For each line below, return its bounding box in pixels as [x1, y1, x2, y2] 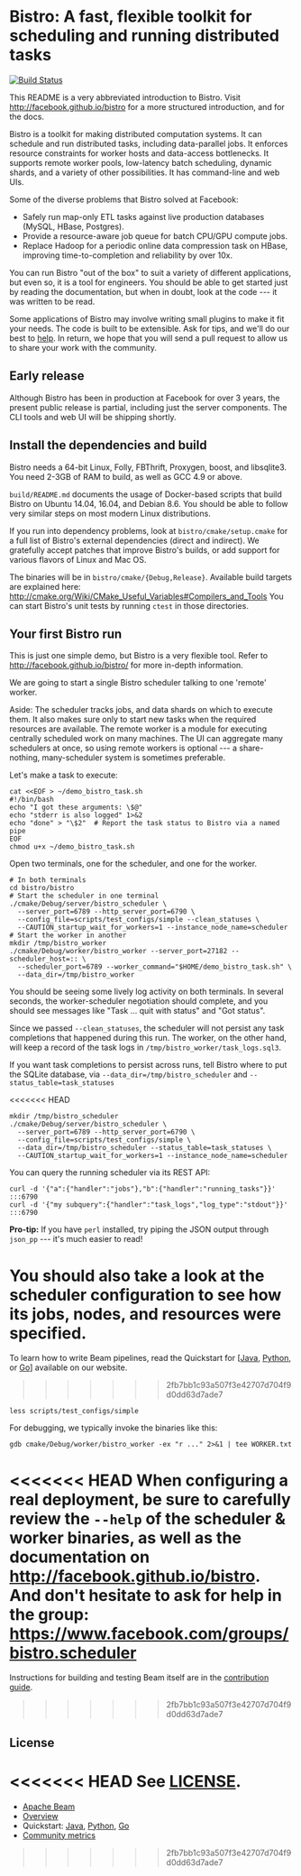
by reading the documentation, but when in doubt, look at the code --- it [9, 286, 278, 297]
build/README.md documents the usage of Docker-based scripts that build [9, 489, 282, 500]
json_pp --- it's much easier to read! [9, 1234, 143, 1245]
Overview [22, 1810, 59, 1821]
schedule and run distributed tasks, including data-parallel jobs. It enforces [9, 138, 288, 149]
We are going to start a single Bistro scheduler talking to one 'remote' [9, 677, 268, 688]
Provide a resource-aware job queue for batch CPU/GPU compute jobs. [22, 230, 288, 241]
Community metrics [22, 1829, 96, 1841]
